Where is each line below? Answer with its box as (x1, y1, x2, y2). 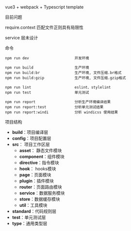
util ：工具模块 (19, 202, 48, 208)
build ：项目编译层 (12, 129, 49, 135)
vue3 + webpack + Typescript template (5, 4, 84, 10)
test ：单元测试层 (12, 214, 46, 220)
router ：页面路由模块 (19, 184, 62, 190)
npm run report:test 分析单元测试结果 (5, 105, 104, 109)
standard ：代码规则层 (12, 209, 57, 214)
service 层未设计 (5, 35, 38, 40)
